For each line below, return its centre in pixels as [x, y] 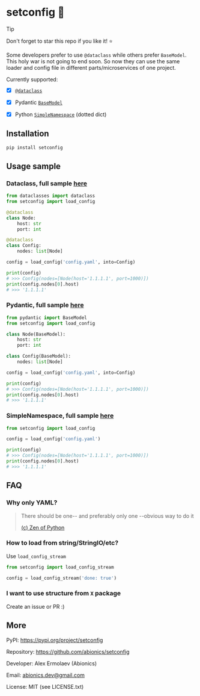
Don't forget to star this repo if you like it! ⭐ [59, 41]
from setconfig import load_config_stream [60, 567]
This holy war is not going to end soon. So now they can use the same [93, 61]
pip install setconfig [35, 148]
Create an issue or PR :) [35, 606]
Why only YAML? [32, 503]
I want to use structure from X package [64, 594]
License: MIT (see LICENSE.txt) [45, 686]
